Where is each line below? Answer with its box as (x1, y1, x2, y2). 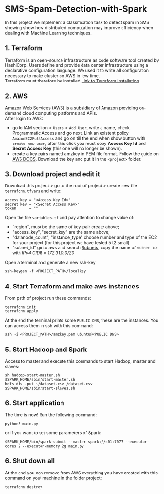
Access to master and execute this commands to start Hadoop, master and (5, 358, 156, 364)
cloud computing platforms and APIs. (22, 110, 98, 116)
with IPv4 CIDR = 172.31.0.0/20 (12, 250, 75, 256)
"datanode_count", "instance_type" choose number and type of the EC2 (12, 234, 157, 240)
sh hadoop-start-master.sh (5, 373, 60, 378)
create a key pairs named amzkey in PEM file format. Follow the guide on (12, 150, 159, 157)
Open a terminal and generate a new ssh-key (5, 260, 96, 266)
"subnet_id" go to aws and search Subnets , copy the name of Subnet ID (12, 245, 157, 251)
